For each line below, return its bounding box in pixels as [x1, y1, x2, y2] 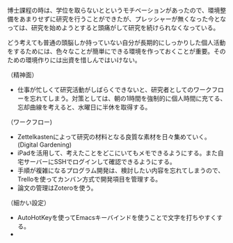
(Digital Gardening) [17, 140, 72, 149]
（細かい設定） [7, 198, 50, 207]
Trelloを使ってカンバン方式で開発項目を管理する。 [17, 175, 162, 183]
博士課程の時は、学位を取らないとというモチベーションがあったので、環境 [7, 6, 220, 14]
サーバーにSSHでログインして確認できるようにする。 [23, 158, 176, 165]
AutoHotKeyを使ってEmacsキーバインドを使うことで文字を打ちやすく [17, 214, 217, 221]
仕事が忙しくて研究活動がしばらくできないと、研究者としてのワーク [17, 86, 212, 94]
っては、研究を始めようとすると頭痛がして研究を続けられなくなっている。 [7, 24, 220, 31]
